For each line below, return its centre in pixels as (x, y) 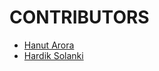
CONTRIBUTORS (79, 17)
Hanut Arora (49, 45)
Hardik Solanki (53, 55)
